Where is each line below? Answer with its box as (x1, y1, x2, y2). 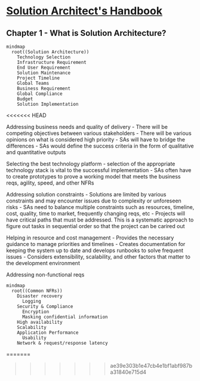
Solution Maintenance (17, 70, 70, 76)
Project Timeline (17, 75, 60, 81)
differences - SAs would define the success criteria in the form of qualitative (6, 142, 194, 149)
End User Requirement (17, 64, 70, 70)
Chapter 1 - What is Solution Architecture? (6, 28, 167, 38)
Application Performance (17, 330, 79, 336)
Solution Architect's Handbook (6, 4, 163, 18)
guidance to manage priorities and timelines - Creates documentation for (6, 241, 186, 247)
